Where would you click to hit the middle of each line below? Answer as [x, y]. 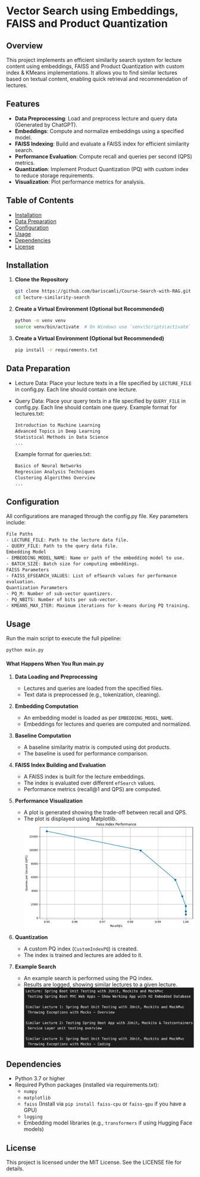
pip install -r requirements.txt [56, 350]
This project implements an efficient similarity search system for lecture [94, 60]
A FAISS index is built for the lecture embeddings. [85, 777]
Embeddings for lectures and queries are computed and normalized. [107, 724]
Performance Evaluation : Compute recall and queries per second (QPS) [103, 156]
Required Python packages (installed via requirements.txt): [87, 1085]
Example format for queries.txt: [53, 454]
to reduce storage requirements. [54, 175]
